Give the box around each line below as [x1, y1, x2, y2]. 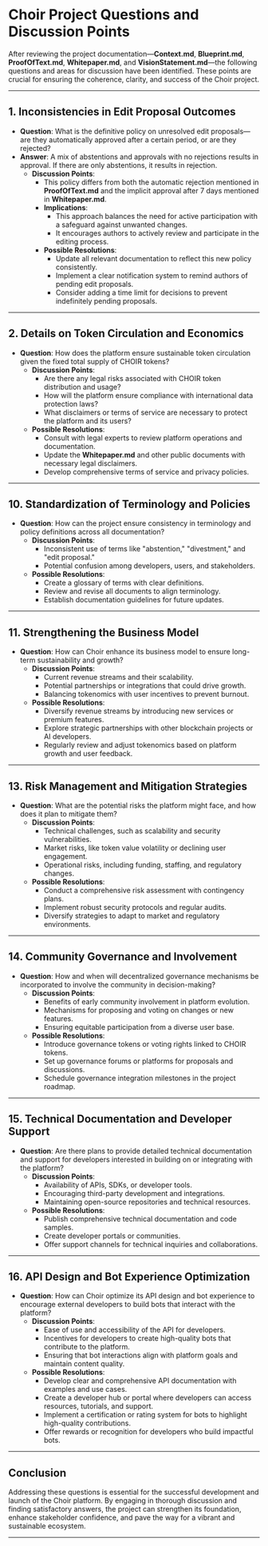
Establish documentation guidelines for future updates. [43, 595, 225, 605]
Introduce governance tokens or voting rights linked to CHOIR [43, 1039, 246, 1048]
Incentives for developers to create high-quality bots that [43, 1333, 231, 1343]
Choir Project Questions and [8, 6, 199, 24]
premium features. [43, 715, 104, 725]
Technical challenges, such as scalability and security [43, 826, 221, 836]
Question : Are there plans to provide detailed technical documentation [19, 1146, 253, 1155]
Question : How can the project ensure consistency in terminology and [19, 519, 251, 528]
